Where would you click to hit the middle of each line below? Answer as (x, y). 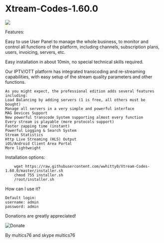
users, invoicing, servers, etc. (35, 52)
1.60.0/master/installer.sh (34, 171)
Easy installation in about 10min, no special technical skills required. (74, 62)
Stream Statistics (24, 135)
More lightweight (23, 148)
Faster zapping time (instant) (38, 126)
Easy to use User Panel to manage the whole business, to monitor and (77, 41)
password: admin (22, 207)
